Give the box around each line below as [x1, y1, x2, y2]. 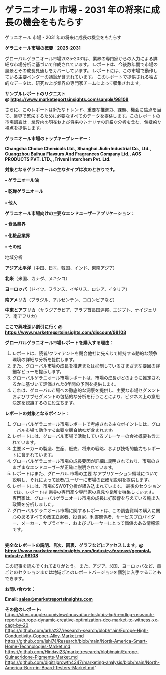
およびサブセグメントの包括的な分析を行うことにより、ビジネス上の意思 [12, 393, 160, 399]
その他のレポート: [5, 606, 42, 612]
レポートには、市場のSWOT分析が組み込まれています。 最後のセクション [12, 483, 161, 489]
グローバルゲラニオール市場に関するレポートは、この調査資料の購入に [12, 507, 156, 513]
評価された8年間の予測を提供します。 [43, 381, 119, 387]
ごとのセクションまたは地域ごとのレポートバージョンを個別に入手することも [5, 569, 162, 575]
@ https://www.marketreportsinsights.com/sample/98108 [5, 96, 129, 102]
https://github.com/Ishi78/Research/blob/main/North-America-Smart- [5, 638, 148, 644]
